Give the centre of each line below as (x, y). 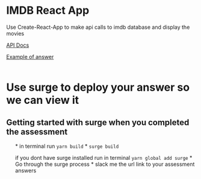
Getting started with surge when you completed (98, 122)
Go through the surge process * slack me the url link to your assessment (105, 164)
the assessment (37, 132)
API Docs (18, 45)
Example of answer (30, 56)
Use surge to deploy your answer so (98, 87)
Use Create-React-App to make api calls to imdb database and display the (98, 27)
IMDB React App (48, 11)
